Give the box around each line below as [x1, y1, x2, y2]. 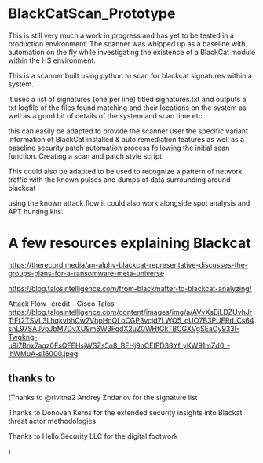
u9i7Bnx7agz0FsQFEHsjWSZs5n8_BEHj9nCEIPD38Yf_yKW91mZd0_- [8, 341, 230, 350]
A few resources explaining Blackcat [8, 235, 251, 252]
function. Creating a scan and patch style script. [8, 151, 164, 161]
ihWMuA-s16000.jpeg [8, 348, 79, 358]
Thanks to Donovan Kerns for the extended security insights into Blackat [8, 407, 243, 417]
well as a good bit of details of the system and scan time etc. [8, 111, 205, 120]
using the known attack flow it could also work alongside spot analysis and [8, 198, 250, 208]
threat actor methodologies [8, 416, 97, 425]
